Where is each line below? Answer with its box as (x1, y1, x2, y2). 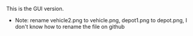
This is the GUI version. (6, 5, 64, 12)
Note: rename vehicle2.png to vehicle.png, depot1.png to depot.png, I (14, 17, 188, 23)
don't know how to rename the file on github (14, 23, 125, 30)
